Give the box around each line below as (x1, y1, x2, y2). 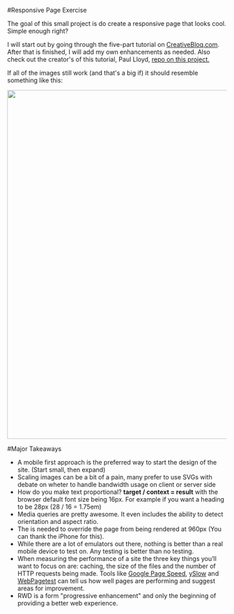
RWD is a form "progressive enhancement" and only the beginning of (17, 592, 217, 599)
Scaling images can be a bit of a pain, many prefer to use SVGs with (17, 473, 212, 481)
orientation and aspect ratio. (17, 518, 99, 525)
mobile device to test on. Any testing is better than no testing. (17, 547, 194, 555)
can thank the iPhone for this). (17, 532, 104, 540)
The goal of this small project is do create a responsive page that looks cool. (7, 20, 226, 27)
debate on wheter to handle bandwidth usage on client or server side (17, 481, 216, 488)
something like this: (7, 76, 63, 84)
